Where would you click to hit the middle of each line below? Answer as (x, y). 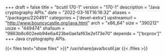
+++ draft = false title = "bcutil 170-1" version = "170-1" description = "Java (82, 7)
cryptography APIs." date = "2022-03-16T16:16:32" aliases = (68, 12)
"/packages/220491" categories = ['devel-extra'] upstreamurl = (71, 18)
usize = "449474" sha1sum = (35, 28)
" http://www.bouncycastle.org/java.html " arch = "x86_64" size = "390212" (82, 23)
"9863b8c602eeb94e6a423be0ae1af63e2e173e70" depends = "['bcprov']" (83, 33)
